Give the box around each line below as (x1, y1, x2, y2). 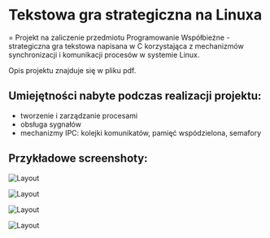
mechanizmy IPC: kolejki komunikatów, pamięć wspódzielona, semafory (20, 128, 262, 137)
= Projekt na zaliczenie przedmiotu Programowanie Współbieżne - (8, 32, 230, 42)
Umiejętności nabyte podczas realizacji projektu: (8, 89, 262, 103)
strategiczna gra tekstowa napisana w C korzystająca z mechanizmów (8, 41, 244, 50)
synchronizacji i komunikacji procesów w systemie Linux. (8, 50, 200, 59)
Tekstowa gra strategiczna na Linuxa (8, 6, 263, 24)
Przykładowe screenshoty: (8, 152, 148, 166)
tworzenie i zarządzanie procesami (20, 110, 138, 120)
